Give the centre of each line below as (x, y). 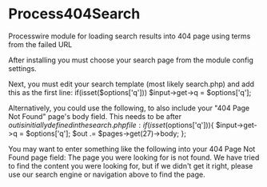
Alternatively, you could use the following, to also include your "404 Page (129, 108)
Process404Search (74, 14)
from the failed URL (40, 44)
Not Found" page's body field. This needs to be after (95, 116)
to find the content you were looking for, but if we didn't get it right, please (131, 165)
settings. (23, 68)
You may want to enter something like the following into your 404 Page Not (132, 149)
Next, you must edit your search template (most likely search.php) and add (131, 84)
